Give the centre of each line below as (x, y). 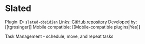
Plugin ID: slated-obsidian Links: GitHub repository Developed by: (71, 22)
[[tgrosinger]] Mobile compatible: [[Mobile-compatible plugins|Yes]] (72, 27)
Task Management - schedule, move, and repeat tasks (59, 36)
